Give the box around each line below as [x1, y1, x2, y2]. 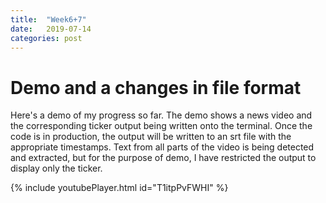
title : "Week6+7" [10, 14, 87, 25]
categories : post [10, 33, 83, 43]
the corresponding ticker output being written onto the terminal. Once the [10, 120, 313, 132]
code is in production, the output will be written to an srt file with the [10, 131, 292, 143]
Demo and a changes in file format [10, 76, 302, 99]
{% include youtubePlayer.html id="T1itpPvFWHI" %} [10, 182, 229, 194]
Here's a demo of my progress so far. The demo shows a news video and [10, 109, 313, 121]
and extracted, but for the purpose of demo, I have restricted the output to [10, 152, 317, 164]
